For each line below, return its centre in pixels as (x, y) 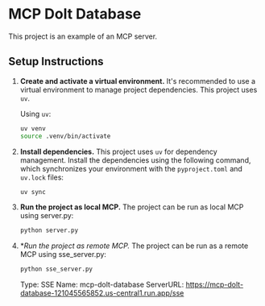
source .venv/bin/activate (65, 136)
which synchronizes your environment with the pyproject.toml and (131, 168)
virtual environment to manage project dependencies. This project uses (139, 89)
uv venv (33, 128)
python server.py (49, 230)
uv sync (33, 192)
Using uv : (35, 114)
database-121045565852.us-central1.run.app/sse (102, 293)
